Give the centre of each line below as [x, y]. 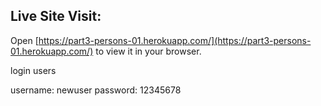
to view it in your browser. [148, 51]
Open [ [24, 40]
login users [33, 70]
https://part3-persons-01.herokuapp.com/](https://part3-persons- [175, 40]
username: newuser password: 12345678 [96, 90]
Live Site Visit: [56, 16]
